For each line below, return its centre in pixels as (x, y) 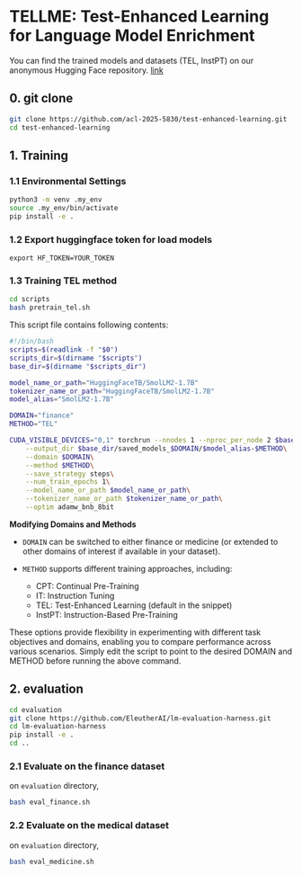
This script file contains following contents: (89, 325)
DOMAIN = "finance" (42, 415)
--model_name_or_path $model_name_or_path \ (108, 491)
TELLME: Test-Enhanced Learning (139, 17)
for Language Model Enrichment (132, 36)
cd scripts (30, 299)
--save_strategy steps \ (70, 474)
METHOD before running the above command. (95, 661)
